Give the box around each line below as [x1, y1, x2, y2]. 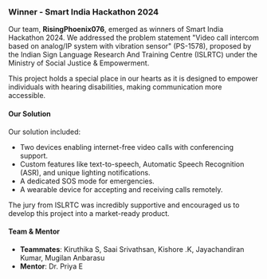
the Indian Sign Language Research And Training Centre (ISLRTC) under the [8, 50, 257, 60]
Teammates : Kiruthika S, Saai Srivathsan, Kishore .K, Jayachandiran [19, 244, 245, 253]
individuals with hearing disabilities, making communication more [8, 82, 222, 92]
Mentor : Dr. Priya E [19, 261, 84, 271]
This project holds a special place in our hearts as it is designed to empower [8, 74, 259, 84]
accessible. [8, 91, 46, 100]
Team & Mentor [8, 226, 61, 237]
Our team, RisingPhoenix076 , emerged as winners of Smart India [8, 25, 224, 34]
